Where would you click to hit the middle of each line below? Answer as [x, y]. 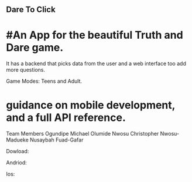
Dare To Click [31, 10]
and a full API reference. [66, 117]
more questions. [26, 70]
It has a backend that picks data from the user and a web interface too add [96, 63]
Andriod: [17, 163]
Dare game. [35, 47]
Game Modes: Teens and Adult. [44, 81]
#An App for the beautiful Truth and [95, 35]
